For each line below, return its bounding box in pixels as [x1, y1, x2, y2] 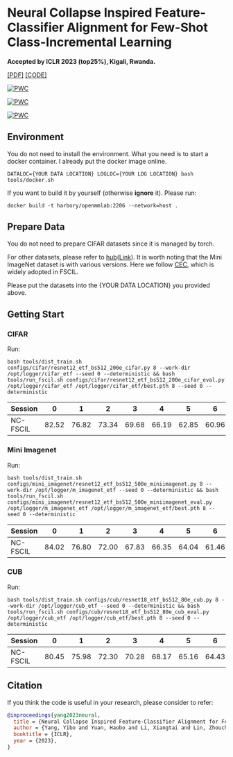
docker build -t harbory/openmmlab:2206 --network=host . [7, 202, 178, 209]
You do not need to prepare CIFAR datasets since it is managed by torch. [7, 239, 215, 248]
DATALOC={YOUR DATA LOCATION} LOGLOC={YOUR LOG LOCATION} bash [7, 170, 194, 178]
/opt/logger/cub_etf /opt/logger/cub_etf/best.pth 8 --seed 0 [7, 614, 191, 622]
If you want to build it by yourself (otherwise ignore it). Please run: [7, 189, 197, 197]
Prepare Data [7, 221, 65, 233]
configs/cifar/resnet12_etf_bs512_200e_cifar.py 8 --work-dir [7, 364, 191, 372]
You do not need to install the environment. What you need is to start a [7, 149, 209, 158]
